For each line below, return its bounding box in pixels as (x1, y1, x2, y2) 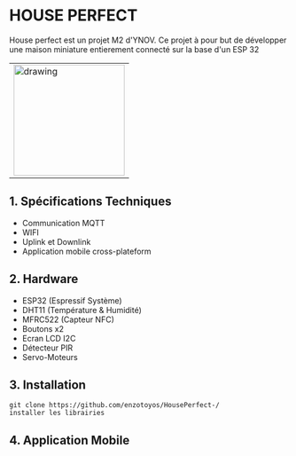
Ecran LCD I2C (21, 333, 76, 343)
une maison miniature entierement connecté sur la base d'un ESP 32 (9, 43, 260, 54)
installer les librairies (9, 409, 105, 418)
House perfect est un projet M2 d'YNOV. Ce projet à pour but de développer (9, 35, 287, 45)
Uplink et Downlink (21, 236, 91, 247)
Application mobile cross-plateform (21, 246, 152, 256)
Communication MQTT (21, 217, 105, 228)
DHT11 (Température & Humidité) (21, 304, 142, 315)
